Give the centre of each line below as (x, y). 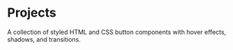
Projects (32, 13)
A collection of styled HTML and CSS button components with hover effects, (117, 32)
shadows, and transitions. (44, 39)
